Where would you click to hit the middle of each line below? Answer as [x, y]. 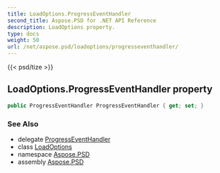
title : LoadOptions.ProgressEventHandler [69, 14]
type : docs [23, 34]
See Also [23, 123]
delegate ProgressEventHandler [64, 139]
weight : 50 [23, 40]
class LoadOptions [45, 147]
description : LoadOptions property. [61, 27]
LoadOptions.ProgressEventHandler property [110, 89]
